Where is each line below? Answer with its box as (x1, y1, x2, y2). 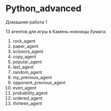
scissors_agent (12, 48, 44, 54)
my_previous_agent (12, 74, 52, 80)
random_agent (12, 69, 42, 75)
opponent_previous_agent (12, 79, 66, 86)
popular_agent (12, 59, 42, 65)
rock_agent (12, 38, 36, 44)
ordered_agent (12, 95, 43, 101)
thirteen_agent (12, 100, 42, 106)
